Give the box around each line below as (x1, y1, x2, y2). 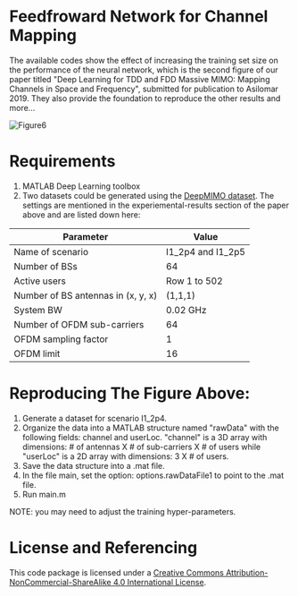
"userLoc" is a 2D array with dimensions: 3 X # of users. (21, 450, 229, 462)
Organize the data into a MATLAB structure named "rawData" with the (21, 422, 279, 433)
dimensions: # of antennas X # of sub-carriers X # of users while (21, 441, 261, 452)
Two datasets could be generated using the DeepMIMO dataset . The (21, 190, 275, 200)
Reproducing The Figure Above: (9, 383, 251, 404)
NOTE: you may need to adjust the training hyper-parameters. (9, 506, 236, 516)
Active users (13, 275, 67, 287)
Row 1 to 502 (166, 275, 223, 287)
